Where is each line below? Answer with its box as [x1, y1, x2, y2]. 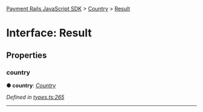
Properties [6, 50, 47, 60]
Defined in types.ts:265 [6, 93, 65, 101]
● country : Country [6, 81, 56, 89]
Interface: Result [6, 26, 92, 40]
